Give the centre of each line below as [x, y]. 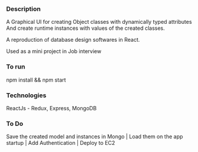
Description [23, 9]
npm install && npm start [36, 80]
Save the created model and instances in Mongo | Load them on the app [95, 137]
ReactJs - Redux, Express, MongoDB [51, 108]
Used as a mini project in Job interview [54, 51]
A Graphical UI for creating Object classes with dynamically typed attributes [99, 22]
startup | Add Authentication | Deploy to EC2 [61, 143]
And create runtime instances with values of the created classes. [86, 28]
